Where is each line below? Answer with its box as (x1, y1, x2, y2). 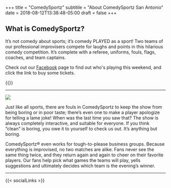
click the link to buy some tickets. (5, 69, 75, 76)
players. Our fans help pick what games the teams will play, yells (5, 157, 141, 163)
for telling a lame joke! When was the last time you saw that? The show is (5, 114, 159, 121)
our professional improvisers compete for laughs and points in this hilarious (5, 43, 163, 50)
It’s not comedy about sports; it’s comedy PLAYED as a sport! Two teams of (5, 38, 163, 44)
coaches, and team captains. (5, 54, 66, 60)
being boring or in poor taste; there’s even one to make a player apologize (5, 109, 160, 115)
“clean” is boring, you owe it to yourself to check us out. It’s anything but (5, 125, 158, 132)
